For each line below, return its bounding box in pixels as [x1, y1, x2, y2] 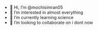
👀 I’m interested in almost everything [9, 10, 83, 15]
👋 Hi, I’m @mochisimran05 [9, 5, 63, 10]
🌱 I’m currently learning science [9, 15, 74, 20]
